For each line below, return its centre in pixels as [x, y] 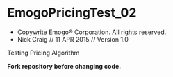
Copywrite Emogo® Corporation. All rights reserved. [92, 32]
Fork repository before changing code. [64, 66]
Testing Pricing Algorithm [43, 53]
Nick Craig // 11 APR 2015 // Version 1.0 [73, 39]
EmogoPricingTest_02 [72, 13]
